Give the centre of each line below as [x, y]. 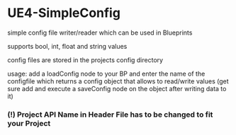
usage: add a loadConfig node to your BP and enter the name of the [106, 74]
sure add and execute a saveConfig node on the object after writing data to [117, 88]
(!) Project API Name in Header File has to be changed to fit [110, 115]
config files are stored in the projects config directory [85, 60]
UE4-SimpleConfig [64, 13]
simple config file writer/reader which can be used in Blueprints [100, 33]
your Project [29, 123]
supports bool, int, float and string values [67, 46]
